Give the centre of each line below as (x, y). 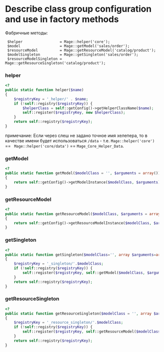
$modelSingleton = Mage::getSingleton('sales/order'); (73, 55)
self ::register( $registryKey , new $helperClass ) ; (74, 113)
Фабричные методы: (26, 33)
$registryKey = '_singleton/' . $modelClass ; (59, 264)
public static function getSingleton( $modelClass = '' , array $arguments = (81, 254)
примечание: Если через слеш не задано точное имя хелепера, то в (76, 136)
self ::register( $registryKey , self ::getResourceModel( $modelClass (92, 332)
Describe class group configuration (78, 9)
